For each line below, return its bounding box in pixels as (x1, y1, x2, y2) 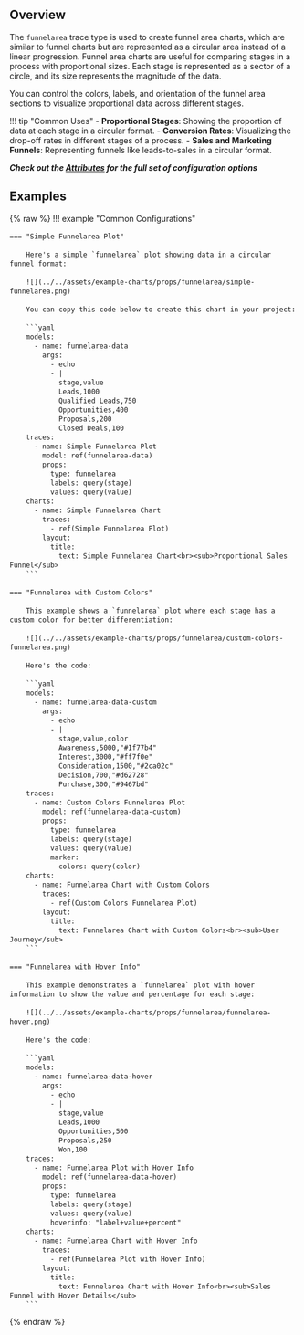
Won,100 (58, 1145, 89, 1154)
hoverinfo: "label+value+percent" (49, 1218, 182, 1227)
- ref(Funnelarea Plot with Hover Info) (49, 1255, 206, 1264)
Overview (9, 7, 67, 23)
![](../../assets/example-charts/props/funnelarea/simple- (26, 278, 256, 287)
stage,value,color (58, 734, 129, 743)
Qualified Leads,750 (58, 396, 137, 405)
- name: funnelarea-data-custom (33, 698, 157, 707)
